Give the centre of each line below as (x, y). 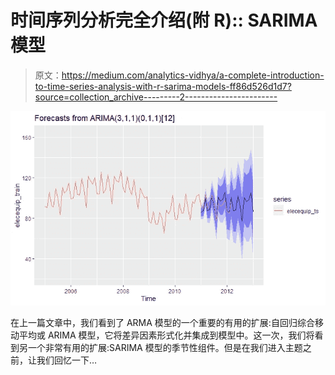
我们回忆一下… (67, 360)
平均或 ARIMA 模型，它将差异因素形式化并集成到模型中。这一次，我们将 (166, 335)
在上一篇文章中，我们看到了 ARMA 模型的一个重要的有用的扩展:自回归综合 (162, 322)
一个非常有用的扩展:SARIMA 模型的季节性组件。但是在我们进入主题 (165, 347)
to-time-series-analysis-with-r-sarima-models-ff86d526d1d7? (163, 86)
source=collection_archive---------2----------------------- (156, 97)
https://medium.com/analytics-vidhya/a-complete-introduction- (193, 75)
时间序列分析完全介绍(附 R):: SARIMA (164, 20)
